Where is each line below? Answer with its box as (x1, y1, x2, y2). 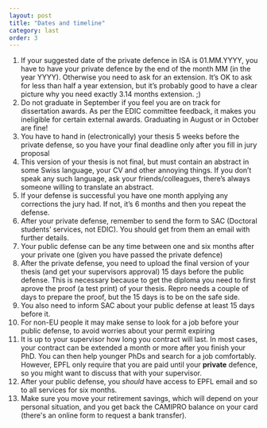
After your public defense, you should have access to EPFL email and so (20, 377, 257, 387)
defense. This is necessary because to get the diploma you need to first (20, 275, 257, 285)
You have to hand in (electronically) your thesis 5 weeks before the (20, 132, 240, 142)
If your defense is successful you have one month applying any (20, 191, 229, 200)
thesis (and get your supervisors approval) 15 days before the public (20, 267, 245, 277)
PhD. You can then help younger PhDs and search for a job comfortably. (20, 352, 257, 361)
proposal (20, 149, 50, 158)
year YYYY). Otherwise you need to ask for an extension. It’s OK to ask (20, 72, 253, 82)
